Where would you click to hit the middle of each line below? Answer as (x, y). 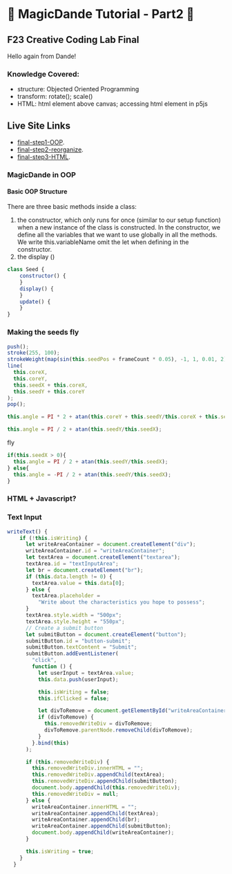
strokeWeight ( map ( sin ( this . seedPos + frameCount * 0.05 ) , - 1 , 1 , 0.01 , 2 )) (118, 360)
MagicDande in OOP (41, 175)
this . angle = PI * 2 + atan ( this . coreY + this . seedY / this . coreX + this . (114, 417)
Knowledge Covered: (43, 74)
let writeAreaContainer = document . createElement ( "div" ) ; (110, 545)
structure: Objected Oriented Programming (78, 89)
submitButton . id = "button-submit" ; (78, 641)
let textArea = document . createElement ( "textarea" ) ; (103, 557)
